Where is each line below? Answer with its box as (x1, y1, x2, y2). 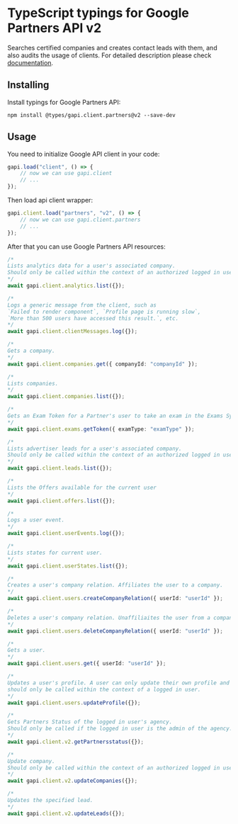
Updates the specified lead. (7, 797, 93, 804)
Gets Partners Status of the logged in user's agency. (7, 718, 173, 726)
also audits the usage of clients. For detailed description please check (7, 51, 212, 60)
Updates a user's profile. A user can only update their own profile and (7, 679, 230, 687)
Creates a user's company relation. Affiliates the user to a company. (7, 582, 223, 589)
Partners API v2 (7, 20, 102, 36)
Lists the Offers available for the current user (7, 484, 157, 491)
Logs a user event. (7, 517, 65, 524)
